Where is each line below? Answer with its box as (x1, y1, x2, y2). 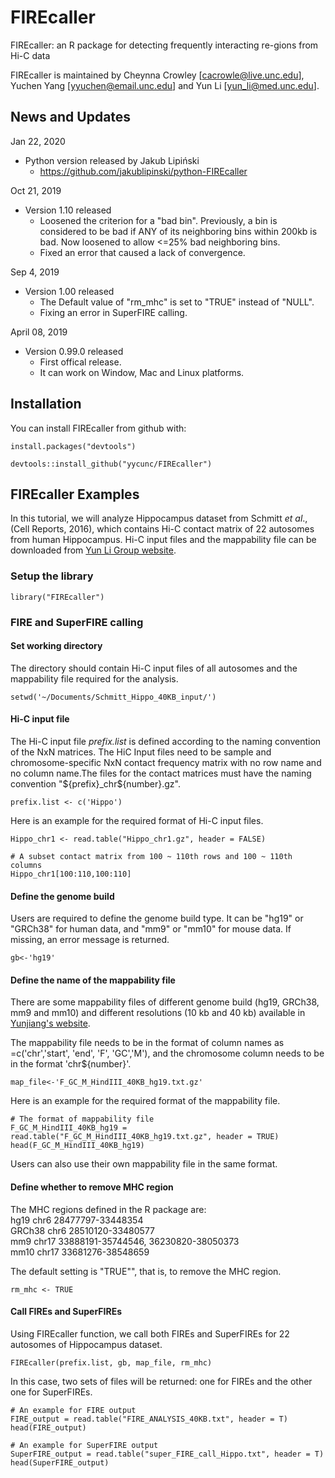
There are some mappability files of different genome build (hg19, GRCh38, (10, 996, 320, 1008)
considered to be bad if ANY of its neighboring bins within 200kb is (39, 225, 318, 237)
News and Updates (10, 109, 132, 126)
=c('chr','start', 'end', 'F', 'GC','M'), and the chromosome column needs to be (10, 1047, 325, 1060)
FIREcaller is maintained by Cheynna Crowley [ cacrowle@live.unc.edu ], (10, 69, 305, 81)
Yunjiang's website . (10, 1017, 91, 1030)
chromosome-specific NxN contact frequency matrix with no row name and (10, 757, 322, 768)
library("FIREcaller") (10, 592, 105, 602)
